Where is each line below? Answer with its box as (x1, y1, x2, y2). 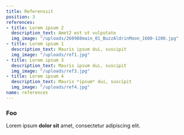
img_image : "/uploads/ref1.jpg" (11, 52, 91, 58)
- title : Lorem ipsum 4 (6, 73, 64, 79)
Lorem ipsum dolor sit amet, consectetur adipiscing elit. (6, 122, 141, 129)
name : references (6, 90, 48, 95)
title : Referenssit (6, 8, 54, 15)
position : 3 (6, 14, 35, 20)
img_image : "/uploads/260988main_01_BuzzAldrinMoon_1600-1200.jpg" (11, 35, 179, 41)
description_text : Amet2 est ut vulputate (11, 30, 116, 36)
